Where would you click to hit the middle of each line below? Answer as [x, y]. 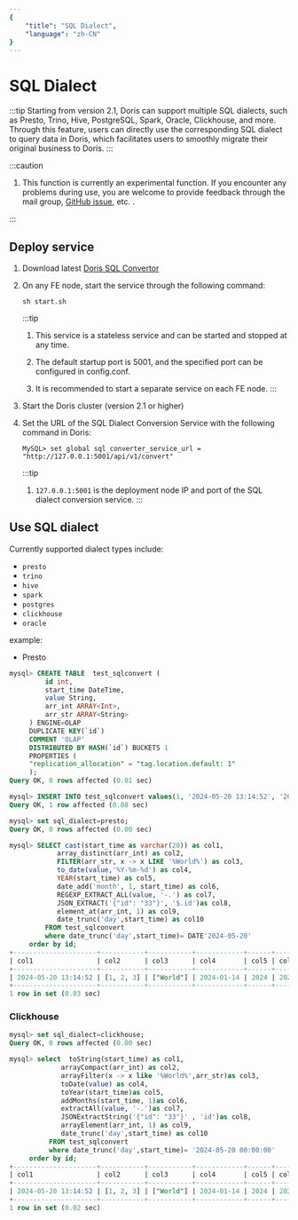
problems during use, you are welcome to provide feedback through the [153, 193]
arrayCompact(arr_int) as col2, [120, 1068]
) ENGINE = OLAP [55, 723]
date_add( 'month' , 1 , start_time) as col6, [138, 886]
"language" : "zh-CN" [63, 34]
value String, [71, 698]
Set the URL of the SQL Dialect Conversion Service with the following [148, 423]
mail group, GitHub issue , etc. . [78, 202]
